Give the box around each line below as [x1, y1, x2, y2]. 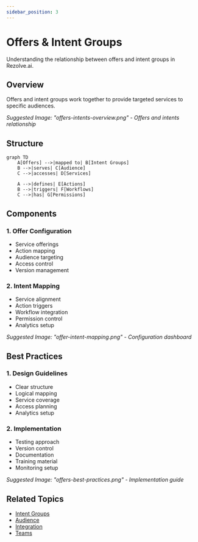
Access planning [15, 402, 57, 410]
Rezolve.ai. [6, 62, 34, 69]
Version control [15, 445, 54, 452]
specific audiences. [6, 102, 56, 110]
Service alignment [15, 295, 61, 303]
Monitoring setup [15, 464, 58, 472]
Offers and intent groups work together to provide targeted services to [6, 96, 183, 103]
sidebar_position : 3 [6, 9, 59, 15]
